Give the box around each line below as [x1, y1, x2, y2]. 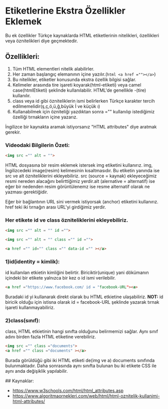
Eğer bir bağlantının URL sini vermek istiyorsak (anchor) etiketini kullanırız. [5, 198, 159, 204]
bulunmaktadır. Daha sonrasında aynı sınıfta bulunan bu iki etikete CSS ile [5, 363, 157, 369]
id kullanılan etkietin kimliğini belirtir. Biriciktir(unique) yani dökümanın [5, 269, 149, 276]
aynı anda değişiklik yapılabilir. [5, 368, 68, 374]
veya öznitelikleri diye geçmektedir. [5, 38, 78, 44]
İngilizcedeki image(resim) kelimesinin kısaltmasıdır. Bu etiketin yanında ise [5, 167, 160, 173]
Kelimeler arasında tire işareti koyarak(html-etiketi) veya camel [12, 82, 141, 88]
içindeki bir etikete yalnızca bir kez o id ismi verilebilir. [5, 275, 116, 281]
